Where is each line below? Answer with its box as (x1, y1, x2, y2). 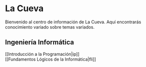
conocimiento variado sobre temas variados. (5, 24, 95, 30)
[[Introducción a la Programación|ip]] (5, 51, 80, 57)
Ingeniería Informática (5, 38, 74, 47)
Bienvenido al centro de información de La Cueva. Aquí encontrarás (5, 19, 142, 25)
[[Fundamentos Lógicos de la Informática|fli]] (5, 56, 96, 62)
